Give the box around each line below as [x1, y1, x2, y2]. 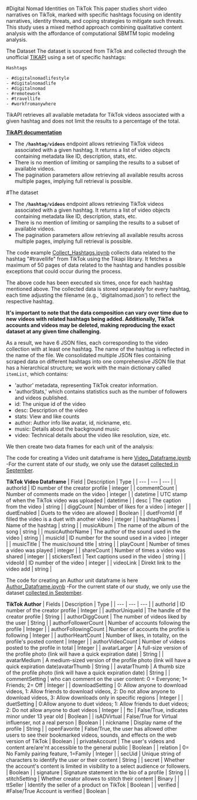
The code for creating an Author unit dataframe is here [6, 577, 138, 584]
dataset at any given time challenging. [6, 328, 101, 335]
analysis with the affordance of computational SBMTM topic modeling [6, 30, 175, 37]
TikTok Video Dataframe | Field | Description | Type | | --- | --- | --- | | [6, 478, 176, 485]
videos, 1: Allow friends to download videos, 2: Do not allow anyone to [6, 688, 175, 694]
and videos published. [14, 394, 69, 401]
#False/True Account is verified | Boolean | [6, 788, 110, 794]
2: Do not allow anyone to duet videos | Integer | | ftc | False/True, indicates [6, 707, 188, 713]
